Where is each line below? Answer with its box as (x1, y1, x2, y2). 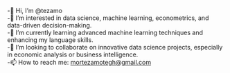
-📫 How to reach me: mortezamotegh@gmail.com (7, 59, 151, 66)
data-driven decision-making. (7, 21, 92, 29)
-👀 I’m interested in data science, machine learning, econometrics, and (7, 14, 209, 22)
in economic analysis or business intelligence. (7, 50, 139, 59)
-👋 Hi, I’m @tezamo (7, 7, 62, 14)
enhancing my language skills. (7, 36, 94, 44)
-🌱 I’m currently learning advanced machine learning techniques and (7, 28, 203, 36)
